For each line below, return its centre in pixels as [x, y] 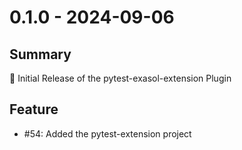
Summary [40, 54]
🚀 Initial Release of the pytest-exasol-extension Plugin [120, 78]
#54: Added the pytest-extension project [107, 133]
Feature [34, 109]
